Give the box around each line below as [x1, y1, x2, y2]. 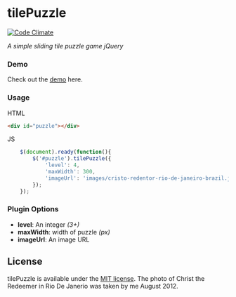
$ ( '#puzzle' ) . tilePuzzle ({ [32, 155, 112, 162]
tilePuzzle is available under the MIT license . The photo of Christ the [7, 274, 205, 282]
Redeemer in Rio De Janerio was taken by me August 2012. [7, 282, 179, 290]
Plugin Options [7, 204, 59, 214]
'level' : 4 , [44, 161, 80, 169]
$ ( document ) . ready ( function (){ [20, 149, 112, 156]
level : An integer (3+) [17, 220, 80, 229]
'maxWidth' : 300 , [44, 169, 96, 176]
